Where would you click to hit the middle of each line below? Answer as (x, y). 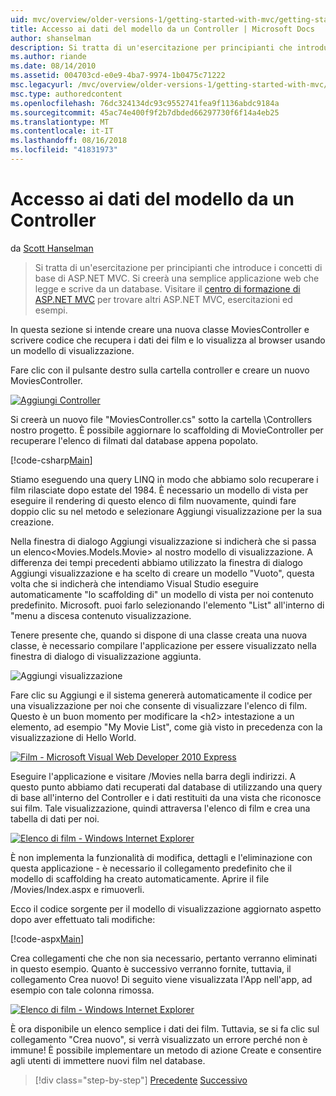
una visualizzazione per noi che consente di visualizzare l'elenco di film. (159, 705)
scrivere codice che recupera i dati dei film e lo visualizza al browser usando (168, 340)
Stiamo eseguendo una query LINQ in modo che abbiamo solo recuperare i (164, 479)
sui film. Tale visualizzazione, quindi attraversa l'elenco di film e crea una (160, 808)
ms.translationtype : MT (60, 122)
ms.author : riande (48, 57)
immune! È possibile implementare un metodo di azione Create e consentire (166, 1050)
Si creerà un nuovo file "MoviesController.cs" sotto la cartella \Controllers (161, 419)
